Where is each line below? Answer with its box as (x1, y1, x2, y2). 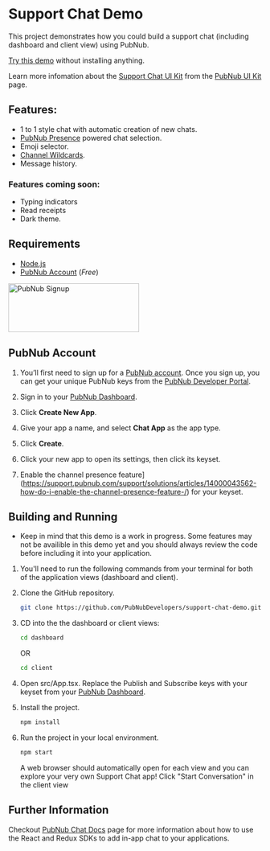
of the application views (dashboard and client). (19, 573, 178, 582)
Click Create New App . (19, 407, 97, 417)
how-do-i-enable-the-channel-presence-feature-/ (19, 487, 187, 496)
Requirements (8, 237, 80, 251)
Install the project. (19, 703, 80, 713)
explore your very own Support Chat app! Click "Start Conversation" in (19, 771, 255, 781)
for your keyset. (191, 487, 243, 496)
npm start (19, 748, 54, 756)
